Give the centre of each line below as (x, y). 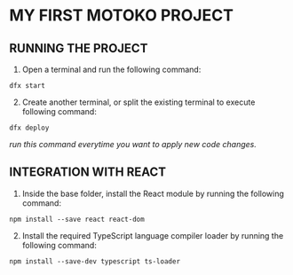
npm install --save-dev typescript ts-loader (95, 261)
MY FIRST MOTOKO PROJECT (121, 16)
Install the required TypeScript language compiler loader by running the (153, 235)
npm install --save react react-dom (77, 219)
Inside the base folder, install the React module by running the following (153, 193)
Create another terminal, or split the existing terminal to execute (139, 102)
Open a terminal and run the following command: (111, 69)
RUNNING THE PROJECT (79, 48)
